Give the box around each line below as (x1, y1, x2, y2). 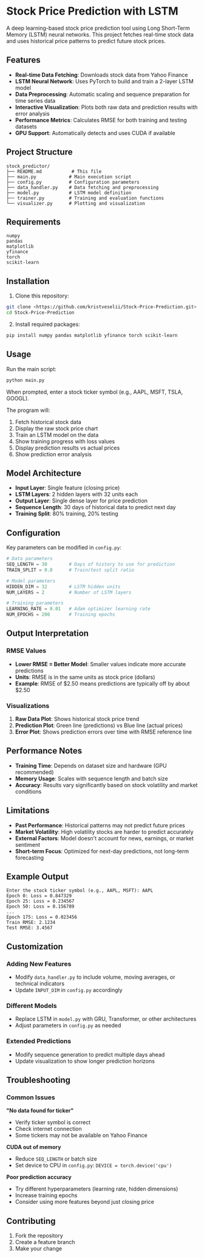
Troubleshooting (6, 1075, 71, 1085)
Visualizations (6, 701, 50, 710)
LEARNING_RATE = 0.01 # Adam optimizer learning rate (6, 606, 151, 612)
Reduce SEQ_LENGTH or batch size (15, 1155, 97, 1162)
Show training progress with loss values (15, 437, 115, 445)
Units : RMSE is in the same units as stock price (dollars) (15, 673, 155, 681)
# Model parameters (6, 578, 56, 584)
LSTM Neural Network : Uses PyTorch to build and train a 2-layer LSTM (15, 77, 194, 85)
